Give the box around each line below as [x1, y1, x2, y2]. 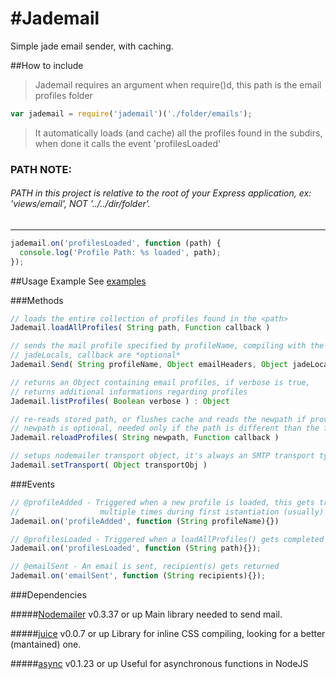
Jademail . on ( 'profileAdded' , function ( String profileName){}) [10, 516, 280, 526]
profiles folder [34, 89, 93, 101]
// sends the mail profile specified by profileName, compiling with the [10, 341, 325, 351]
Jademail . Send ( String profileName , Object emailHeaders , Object [10, 360, 288, 370]
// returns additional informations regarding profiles [10, 387, 248, 397]
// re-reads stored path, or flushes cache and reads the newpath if [10, 414, 307, 424]
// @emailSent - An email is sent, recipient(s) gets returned [10, 562, 280, 572]
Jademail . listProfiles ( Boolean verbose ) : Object [10, 396, 230, 406]
